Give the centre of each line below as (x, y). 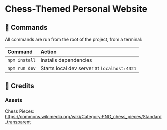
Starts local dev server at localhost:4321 (89, 68)
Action (49, 52)
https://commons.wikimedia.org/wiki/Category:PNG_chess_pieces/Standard (83, 116)
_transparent (18, 122)
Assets (14, 100)
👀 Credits (20, 86)
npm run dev (22, 68)
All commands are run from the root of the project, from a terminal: (74, 39)
